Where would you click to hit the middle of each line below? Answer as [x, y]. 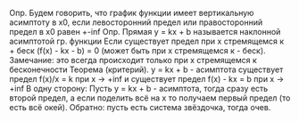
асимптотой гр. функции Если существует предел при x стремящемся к [147, 41]
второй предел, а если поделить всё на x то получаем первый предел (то [150, 98]
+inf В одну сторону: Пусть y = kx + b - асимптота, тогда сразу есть [139, 89]
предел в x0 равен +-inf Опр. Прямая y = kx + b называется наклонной [145, 32]
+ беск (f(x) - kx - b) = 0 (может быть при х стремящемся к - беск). [137, 51]
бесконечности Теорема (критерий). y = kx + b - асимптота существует [146, 69]
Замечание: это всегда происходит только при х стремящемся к [133, 60]
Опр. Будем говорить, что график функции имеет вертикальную [132, 13]
